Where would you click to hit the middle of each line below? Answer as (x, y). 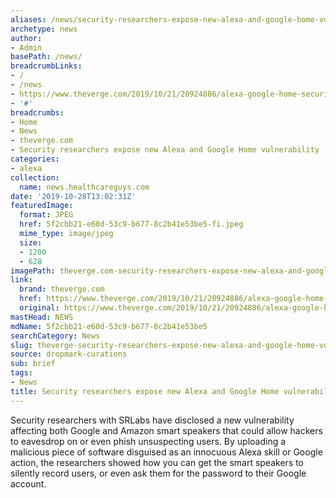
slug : (21, 345)
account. (28, 483)
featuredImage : (42, 206)
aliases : (28, 19)
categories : (35, 159)
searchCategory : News (55, 336)
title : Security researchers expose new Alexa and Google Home (145, 391)
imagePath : (33, 271)
